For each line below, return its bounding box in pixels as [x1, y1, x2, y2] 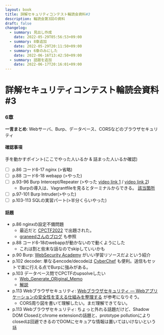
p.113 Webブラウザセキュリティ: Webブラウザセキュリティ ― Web [12, 288, 145, 294]
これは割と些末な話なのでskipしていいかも [19, 246, 105, 252]
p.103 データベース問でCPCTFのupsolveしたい [12, 271, 106, 277]
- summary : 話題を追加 [9, 57, 52, 62]
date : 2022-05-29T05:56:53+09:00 [14, 35, 82, 40]
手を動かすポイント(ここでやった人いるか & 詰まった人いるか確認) [5, 156, 138, 162]
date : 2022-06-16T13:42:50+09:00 [14, 53, 82, 58]
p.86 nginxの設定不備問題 [12, 222, 64, 227]
